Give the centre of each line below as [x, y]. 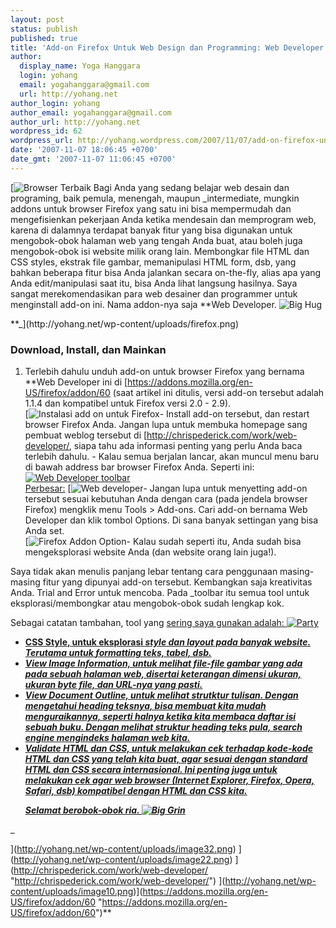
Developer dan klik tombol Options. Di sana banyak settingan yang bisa [171, 520]
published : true [44, 38]
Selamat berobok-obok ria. [82, 810]
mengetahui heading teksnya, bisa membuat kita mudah [145, 706]
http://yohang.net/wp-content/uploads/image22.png [121, 860]
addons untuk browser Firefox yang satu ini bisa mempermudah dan [151, 208]
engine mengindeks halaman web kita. [107, 738]
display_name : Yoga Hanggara [80, 66]
